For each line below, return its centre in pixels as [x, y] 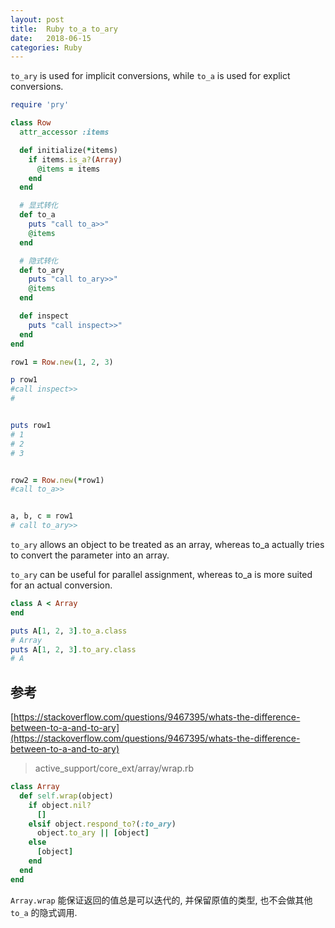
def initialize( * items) [68, 150]
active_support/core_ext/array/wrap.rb [114, 768]
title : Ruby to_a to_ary [64, 29]
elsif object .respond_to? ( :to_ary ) [102, 824]
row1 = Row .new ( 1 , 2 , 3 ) [62, 362]
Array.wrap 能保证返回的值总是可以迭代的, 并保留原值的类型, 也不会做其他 [161, 900]
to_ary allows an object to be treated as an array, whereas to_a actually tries [167, 544]
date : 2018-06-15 [51, 38]
